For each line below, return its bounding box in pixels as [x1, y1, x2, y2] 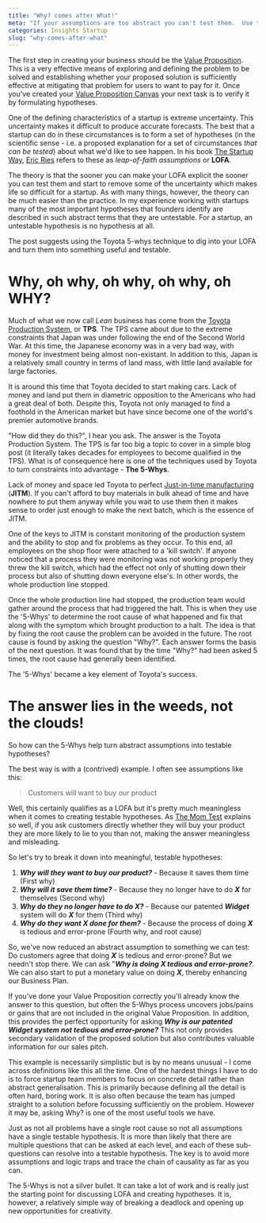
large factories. [8, 367, 58, 376]
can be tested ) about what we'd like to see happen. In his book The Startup [8, 147, 253, 156]
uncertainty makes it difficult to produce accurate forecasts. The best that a [8, 121, 255, 131]
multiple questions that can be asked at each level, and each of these [8, 1140, 235, 1150]
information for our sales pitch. [8, 1042, 109, 1052]
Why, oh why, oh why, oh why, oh [8, 273, 232, 290]
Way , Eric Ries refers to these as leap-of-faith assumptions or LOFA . [8, 156, 232, 165]
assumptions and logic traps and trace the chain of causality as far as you [8, 1157, 249, 1167]
